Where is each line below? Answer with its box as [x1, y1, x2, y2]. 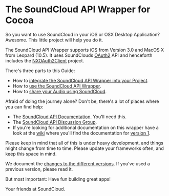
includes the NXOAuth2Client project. [5, 57, 84, 63]
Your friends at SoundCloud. [5, 186, 66, 192]
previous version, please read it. [5, 166, 73, 172]
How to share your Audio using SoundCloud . [12, 88, 107, 94]
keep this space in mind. [5, 150, 57, 157]
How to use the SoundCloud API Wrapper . [12, 83, 101, 89]
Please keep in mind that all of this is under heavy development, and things [5, 140, 164, 146]
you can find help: [5, 103, 44, 110]
